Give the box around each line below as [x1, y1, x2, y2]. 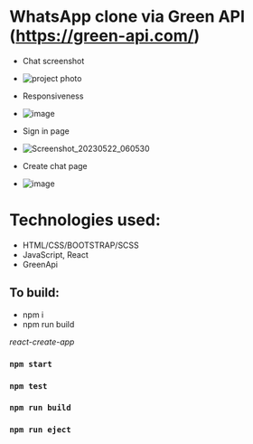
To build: [9, 285, 61, 300]
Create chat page [22, 160, 88, 171]
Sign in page [22, 125, 70, 137]
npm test [9, 381, 48, 391]
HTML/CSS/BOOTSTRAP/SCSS [22, 240, 140, 250]
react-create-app [9, 336, 75, 347]
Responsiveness [22, 90, 84, 101]
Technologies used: [9, 210, 161, 231]
